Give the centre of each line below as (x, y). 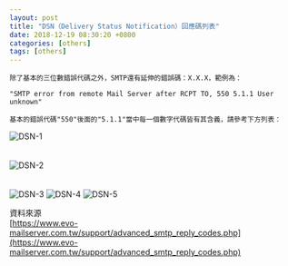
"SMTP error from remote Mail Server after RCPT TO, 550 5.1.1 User (142, 94)
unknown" (26, 102)
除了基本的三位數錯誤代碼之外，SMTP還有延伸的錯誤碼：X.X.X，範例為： (126, 78)
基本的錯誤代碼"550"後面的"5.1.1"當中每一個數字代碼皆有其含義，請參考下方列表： (145, 120)
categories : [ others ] (50, 43)
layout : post (34, 18)
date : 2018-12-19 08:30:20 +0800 (73, 34)
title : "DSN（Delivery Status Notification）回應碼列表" (114, 26)
